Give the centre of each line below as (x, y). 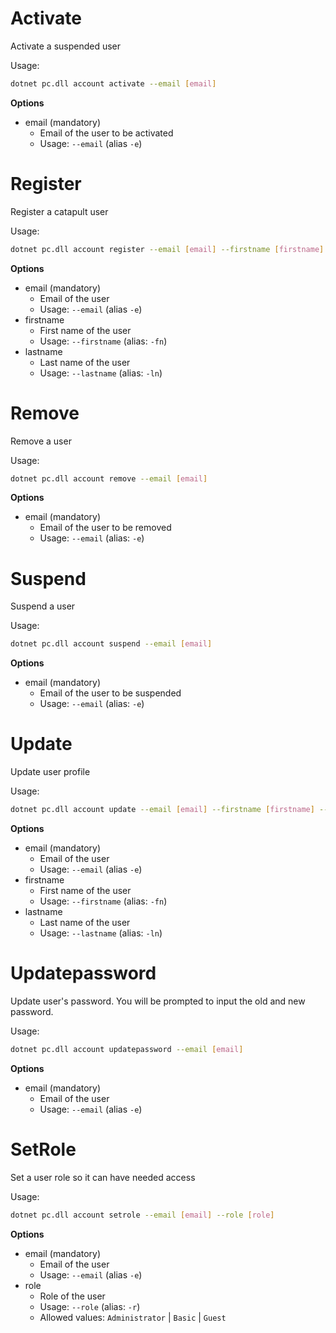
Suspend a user (43, 606)
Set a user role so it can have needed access (103, 1177)
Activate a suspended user (66, 46)
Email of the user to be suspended (110, 693)
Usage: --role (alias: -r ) (90, 1306)
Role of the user (72, 1296)
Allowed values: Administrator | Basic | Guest (133, 1317)
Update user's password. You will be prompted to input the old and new (158, 1001)
